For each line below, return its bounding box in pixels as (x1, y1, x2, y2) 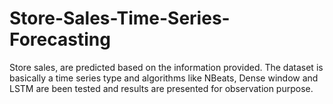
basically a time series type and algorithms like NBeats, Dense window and (9, 72, 319, 84)
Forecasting (9, 28, 111, 51)
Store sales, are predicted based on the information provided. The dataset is (9, 61, 324, 73)
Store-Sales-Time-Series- (9, 7, 231, 30)
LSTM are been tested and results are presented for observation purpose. (9, 82, 314, 94)
